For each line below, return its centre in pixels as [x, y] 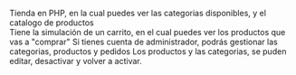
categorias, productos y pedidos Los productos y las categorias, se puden [148, 52]
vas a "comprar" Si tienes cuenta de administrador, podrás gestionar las [143, 42]
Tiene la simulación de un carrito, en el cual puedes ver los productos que [148, 32]
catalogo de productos [52, 23]
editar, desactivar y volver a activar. [76, 61]
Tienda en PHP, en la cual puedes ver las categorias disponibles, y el [138, 13]
